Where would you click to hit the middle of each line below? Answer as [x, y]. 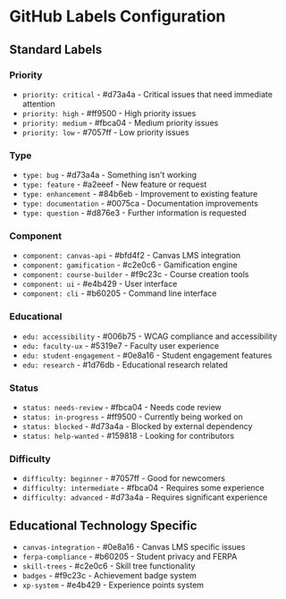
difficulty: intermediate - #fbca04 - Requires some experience [143, 488]
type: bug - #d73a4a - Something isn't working [109, 175]
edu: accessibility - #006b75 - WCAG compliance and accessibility [150, 336]
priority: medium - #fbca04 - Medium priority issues [120, 122]
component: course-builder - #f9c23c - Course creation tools [135, 274]
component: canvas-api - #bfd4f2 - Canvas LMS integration [131, 256]
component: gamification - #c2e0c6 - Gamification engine [130, 265]
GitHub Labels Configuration [118, 17]
